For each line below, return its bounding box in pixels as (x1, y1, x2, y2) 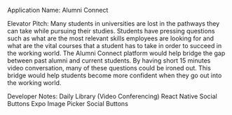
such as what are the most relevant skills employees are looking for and (7, 34, 214, 43)
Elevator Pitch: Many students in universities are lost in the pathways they (7, 20, 220, 27)
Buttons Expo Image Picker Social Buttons (7, 100, 128, 107)
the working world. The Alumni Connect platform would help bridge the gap (7, 49, 226, 57)
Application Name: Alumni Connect (7, 6, 109, 14)
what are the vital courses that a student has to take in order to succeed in (7, 42, 222, 49)
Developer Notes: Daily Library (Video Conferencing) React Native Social (7, 92, 217, 100)
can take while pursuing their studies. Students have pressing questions (7, 27, 215, 35)
